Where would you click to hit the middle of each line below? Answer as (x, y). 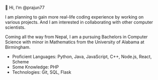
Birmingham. (18, 47)
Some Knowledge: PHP (35, 67)
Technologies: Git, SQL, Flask (42, 72)
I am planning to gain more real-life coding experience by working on (74, 17)
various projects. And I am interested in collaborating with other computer (79, 22)
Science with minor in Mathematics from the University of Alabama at (75, 42)
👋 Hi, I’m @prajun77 (25, 8)
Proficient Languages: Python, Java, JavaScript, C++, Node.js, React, (82, 57)
